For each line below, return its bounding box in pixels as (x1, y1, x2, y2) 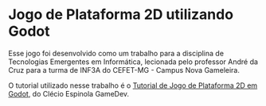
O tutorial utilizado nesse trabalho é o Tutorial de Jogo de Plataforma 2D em (8, 81, 258, 90)
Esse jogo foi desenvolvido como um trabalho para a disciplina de (8, 48, 225, 58)
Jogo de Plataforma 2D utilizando (8, 6, 233, 24)
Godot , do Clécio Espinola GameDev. (8, 89, 130, 98)
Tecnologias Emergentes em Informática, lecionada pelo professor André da (8, 57, 259, 66)
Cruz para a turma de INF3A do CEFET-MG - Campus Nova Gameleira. (8, 65, 241, 74)
